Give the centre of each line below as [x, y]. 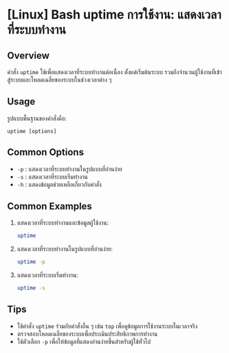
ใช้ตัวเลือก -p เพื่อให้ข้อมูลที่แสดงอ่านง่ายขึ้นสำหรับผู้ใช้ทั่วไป [84, 341]
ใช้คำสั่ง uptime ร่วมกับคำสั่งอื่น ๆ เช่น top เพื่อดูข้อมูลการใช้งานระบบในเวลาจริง [107, 326]
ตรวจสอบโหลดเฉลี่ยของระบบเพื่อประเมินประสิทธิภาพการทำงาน [87, 334]
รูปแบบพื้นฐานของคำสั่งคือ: [37, 118]
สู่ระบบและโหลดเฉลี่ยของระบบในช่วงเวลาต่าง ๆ [59, 80]
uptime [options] [32, 131]
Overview [29, 55]
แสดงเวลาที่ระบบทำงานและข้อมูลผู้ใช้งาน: [63, 223]
